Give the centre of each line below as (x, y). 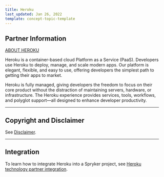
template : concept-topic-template (40, 19)
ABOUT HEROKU (22, 50)
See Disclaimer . (21, 132)
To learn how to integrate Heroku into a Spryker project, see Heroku (73, 164)
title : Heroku (20, 10)
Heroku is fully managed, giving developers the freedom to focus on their (79, 85)
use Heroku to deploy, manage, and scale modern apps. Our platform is (77, 65)
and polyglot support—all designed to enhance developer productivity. (76, 100)
